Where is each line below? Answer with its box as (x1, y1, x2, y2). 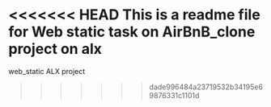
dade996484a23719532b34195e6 (149, 82, 263, 92)
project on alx (8, 40, 103, 58)
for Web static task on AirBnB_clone (8, 23, 256, 41)
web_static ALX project (8, 66, 86, 76)
